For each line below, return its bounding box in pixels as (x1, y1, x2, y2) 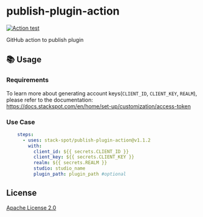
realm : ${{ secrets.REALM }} (33, 160, 108, 166)
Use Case (6, 117, 35, 126)
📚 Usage (6, 55, 42, 65)
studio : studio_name (33, 165, 86, 171)
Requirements (6, 76, 49, 84)
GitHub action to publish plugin (6, 36, 84, 43)
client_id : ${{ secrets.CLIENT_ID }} (33, 148, 129, 154)
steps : (17, 131, 34, 137)
